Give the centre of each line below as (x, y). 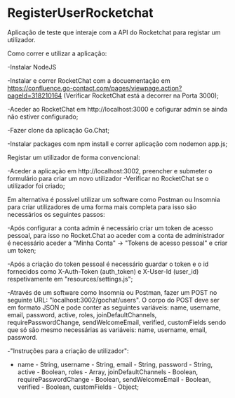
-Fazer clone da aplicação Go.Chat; (59, 130)
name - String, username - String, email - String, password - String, (115, 364)
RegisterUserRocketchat (80, 13)
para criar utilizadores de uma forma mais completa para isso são (102, 207)
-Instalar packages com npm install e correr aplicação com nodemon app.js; (117, 144)
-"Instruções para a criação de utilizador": (68, 351)
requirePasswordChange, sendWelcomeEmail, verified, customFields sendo (117, 322)
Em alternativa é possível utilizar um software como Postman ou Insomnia (114, 199)
